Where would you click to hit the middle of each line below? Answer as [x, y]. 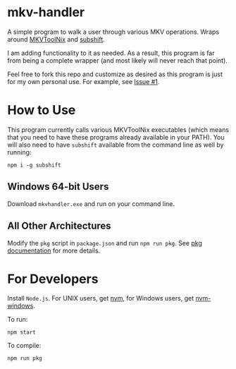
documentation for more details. [54, 250]
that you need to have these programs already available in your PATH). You [116, 137]
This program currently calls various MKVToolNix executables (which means [118, 129]
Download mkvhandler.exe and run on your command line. [91, 204]
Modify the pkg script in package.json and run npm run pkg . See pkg [105, 243]
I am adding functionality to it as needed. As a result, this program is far [111, 53]
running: [19, 152]
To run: [18, 320]
